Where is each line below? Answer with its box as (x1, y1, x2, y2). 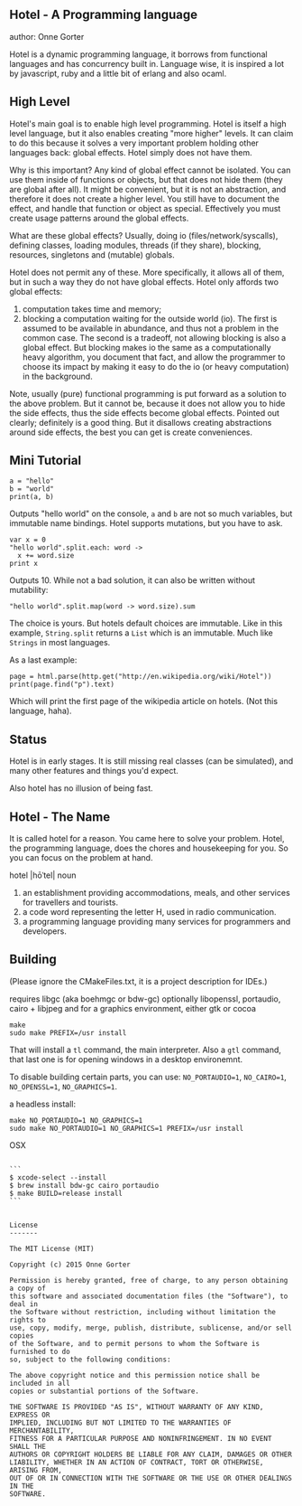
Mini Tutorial (9, 453, 82, 468)
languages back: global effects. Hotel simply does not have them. (9, 146, 252, 157)
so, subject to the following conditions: (9, 1355, 171, 1364)
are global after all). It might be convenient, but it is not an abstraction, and (9, 184, 287, 194)
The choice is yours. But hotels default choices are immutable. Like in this (9, 618, 283, 629)
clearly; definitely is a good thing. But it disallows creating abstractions (9, 417, 272, 428)
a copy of (9, 1284, 47, 1293)
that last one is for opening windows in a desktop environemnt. (9, 1053, 243, 1065)
